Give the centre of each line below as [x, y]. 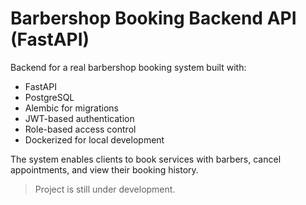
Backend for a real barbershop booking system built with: [128, 67]
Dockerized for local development [94, 139]
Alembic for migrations [71, 108]
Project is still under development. [105, 189]
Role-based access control [80, 129]
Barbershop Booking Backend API [153, 18]
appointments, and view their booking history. [104, 169]
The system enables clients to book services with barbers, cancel [146, 159]
